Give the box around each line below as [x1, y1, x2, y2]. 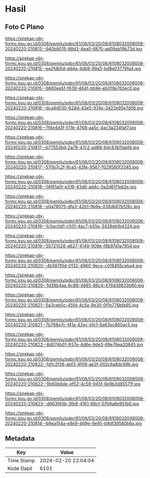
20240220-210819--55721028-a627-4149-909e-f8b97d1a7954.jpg [5, 243, 140, 248]
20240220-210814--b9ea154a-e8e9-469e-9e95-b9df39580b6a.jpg [5, 421, 142, 426]
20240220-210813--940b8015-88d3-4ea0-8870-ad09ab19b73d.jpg [5, 46, 142, 51]
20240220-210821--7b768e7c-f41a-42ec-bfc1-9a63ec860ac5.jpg [5, 322, 138, 328]
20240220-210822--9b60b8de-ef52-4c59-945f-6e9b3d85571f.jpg [5, 381, 141, 387]
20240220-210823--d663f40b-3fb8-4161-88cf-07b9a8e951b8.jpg [5, 401, 139, 406]
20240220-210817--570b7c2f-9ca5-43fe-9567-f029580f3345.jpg [5, 164, 139, 170]
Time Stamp [7, 457, 35, 464]
